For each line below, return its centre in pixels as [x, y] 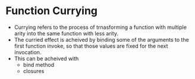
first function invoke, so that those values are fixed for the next [91, 46]
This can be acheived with [46, 58]
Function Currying [52, 11]
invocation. [28, 52]
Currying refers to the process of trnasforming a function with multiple [100, 27]
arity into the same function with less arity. [66, 33]
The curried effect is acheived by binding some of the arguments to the [102, 39]
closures [34, 71]
